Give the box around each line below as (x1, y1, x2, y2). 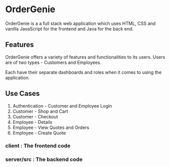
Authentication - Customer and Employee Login (12, 103, 113, 109)
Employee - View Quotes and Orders (12, 124, 90, 130)
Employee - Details (12, 119, 52, 125)
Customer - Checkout (12, 113, 58, 120)
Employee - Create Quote (12, 129, 66, 136)
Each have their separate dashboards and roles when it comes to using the (5, 69, 162, 75)
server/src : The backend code (5, 156, 83, 163)
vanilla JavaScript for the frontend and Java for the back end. (5, 25, 134, 31)
